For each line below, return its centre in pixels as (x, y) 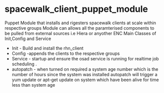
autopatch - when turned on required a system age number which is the (85, 69)
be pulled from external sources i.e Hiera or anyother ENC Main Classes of (81, 33)
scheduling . (24, 64)
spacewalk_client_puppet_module (76, 9)
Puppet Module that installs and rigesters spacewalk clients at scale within (80, 23)
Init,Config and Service (28, 39)
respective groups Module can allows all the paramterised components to (80, 28)
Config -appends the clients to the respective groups (66, 53)
